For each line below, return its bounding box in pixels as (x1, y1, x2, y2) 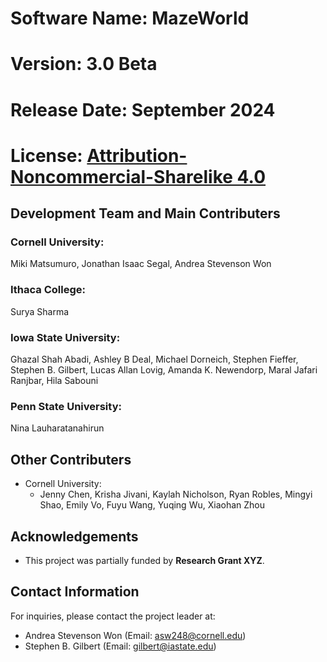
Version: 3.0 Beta (10, 53, 158, 76)
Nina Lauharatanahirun (10, 422, 105, 434)
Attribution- (86, 144, 188, 167)
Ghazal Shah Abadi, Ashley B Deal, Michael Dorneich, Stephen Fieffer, (10, 353, 299, 366)
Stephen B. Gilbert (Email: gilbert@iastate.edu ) (24, 640, 217, 652)
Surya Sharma (10, 305, 70, 317)
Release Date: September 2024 (10, 98, 276, 121)
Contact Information (10, 583, 140, 601)
